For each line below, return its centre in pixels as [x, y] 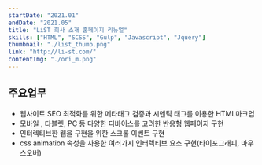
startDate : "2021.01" [44, 15]
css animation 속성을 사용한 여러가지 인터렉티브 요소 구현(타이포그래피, [129, 143]
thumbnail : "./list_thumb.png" [59, 45]
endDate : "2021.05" [40, 23]
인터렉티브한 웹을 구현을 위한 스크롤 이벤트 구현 [92, 133]
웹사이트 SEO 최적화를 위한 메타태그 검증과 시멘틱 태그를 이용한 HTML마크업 [137, 113]
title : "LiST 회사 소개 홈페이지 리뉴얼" [68, 30]
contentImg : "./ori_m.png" [52, 60]
